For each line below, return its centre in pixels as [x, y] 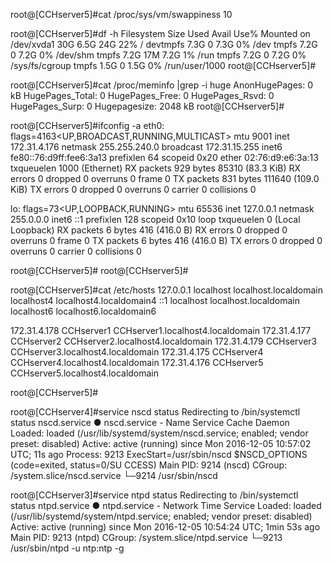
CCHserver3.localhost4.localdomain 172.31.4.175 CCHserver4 [137, 352]
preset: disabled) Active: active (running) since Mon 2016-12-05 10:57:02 [161, 443]
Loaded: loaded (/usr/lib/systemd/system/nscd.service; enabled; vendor [159, 433]
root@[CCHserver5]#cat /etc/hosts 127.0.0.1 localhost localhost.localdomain [166, 290]
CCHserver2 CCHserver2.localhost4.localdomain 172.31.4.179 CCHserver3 [164, 341]
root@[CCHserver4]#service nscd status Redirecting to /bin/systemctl [155, 412]
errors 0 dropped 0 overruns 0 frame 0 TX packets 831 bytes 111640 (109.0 [165, 178]
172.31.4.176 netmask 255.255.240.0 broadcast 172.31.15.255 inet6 [146, 147]
